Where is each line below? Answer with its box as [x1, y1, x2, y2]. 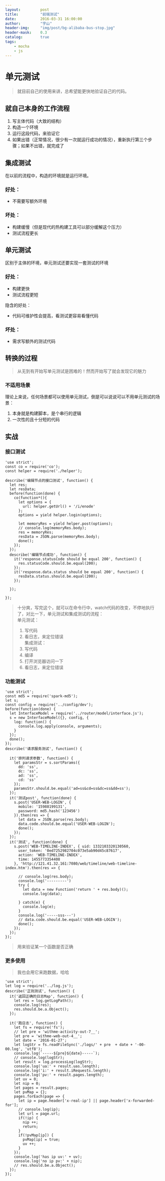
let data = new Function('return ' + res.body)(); [23, 887, 129, 892]
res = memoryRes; [18, 530, 54, 535]
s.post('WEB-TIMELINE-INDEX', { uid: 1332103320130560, [14, 844, 131, 849]
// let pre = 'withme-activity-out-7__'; [14, 1029, 100, 1035]
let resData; [9, 486, 36, 492]
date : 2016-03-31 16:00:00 [5, 16, 82, 21]
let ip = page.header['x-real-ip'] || [18, 1098, 98, 1104]
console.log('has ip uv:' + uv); [14, 1154, 82, 1159]
